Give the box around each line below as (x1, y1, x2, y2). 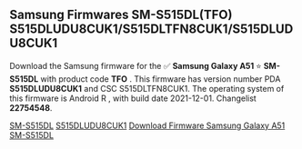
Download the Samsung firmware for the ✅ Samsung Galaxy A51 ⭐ (9, 60, 262, 71)
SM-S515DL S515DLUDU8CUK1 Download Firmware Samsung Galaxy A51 (9, 120, 286, 131)
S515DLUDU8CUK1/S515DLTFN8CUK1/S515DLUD (9, 22, 294, 37)
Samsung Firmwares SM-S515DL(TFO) (9, 7, 233, 23)
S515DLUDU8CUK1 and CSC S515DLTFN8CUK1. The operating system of (9, 83, 285, 94)
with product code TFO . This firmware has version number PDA (40, 73, 281, 84)
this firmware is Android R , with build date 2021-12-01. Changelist (9, 93, 257, 104)
